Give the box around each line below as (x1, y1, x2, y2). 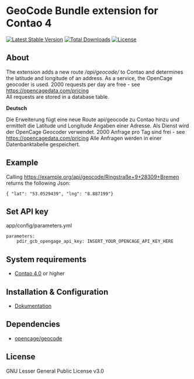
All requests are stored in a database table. (6, 93, 109, 100)
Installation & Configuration (6, 287, 109, 297)
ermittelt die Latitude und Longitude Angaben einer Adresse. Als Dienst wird (6, 122, 189, 129)
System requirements (6, 254, 86, 264)
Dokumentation (14, 302, 52, 309)
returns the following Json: (6, 180, 71, 187)
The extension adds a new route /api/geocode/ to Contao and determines (6, 68, 183, 75)
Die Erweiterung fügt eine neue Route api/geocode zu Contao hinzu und (6, 116, 180, 123)
